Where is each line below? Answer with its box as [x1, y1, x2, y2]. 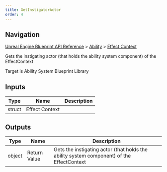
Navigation [5, 30, 40, 39]
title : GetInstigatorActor [5, 7, 61, 12]
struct [7, 106, 21, 113]
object [7, 152, 22, 159]
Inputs [5, 83, 26, 91]
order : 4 [5, 12, 23, 17]
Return [27, 149, 43, 156]
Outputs [5, 123, 31, 131]
